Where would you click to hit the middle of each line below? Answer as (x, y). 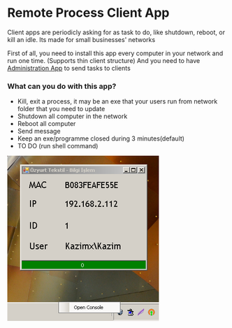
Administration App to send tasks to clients (69, 68)
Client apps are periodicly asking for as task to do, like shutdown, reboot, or (116, 32)
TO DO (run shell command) (58, 146)
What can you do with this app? (62, 86)
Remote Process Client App (88, 13)
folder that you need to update (61, 109)
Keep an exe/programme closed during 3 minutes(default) (101, 138)
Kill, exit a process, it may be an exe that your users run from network (117, 101)
